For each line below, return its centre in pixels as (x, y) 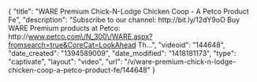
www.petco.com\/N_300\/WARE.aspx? (90, 36)
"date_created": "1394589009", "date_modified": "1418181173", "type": (122, 53)
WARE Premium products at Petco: (64, 28)
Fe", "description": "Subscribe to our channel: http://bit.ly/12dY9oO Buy (124, 20)
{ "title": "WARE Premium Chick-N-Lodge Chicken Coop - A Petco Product (129, 11)
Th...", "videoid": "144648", (182, 45)
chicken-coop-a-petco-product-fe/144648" (80, 70)
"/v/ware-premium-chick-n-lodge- (180, 61)
